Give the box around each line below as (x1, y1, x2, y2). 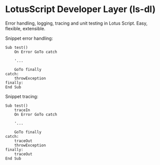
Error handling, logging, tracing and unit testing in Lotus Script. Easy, (5, 20, 148, 26)
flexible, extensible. (5, 25, 46, 31)
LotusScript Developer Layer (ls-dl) (5, 4, 156, 15)
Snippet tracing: (5, 93, 39, 99)
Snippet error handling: (5, 35, 53, 41)
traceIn (14, 107, 30, 113)
